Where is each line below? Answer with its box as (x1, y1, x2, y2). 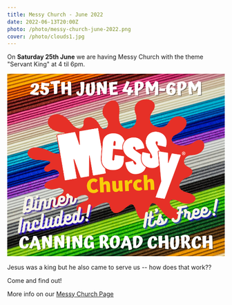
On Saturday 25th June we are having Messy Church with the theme (7, 52, 204, 61)
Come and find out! (7, 276, 62, 284)
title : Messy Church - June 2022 (7, 11, 104, 18)
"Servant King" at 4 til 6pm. (7, 60, 86, 68)
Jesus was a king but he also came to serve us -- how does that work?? (7, 263, 212, 271)
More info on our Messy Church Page (7, 290, 114, 298)
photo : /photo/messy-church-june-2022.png (7, 26, 131, 32)
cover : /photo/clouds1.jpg (7, 33, 85, 40)
